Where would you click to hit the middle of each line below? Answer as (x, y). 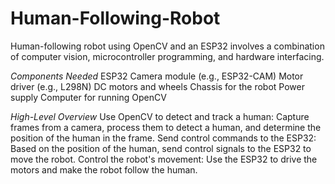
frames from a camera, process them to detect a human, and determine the (166, 127)
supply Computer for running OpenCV (88, 97)
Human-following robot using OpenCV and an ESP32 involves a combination (167, 46)
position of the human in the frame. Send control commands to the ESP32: (163, 138)
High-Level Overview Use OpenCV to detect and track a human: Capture (160, 116)
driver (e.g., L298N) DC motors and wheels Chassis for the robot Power (157, 86)
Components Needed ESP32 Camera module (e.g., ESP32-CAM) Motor (157, 76)
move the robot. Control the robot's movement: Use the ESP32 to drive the (164, 159)
